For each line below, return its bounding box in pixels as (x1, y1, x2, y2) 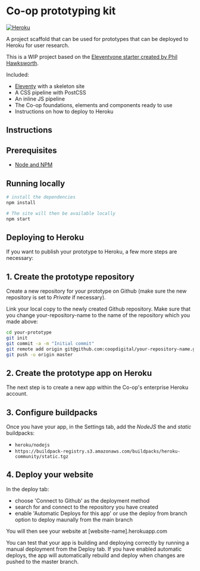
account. (6, 390, 28, 397)
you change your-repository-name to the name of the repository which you (6, 312, 190, 319)
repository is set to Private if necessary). (6, 294, 106, 301)
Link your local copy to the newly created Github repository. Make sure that (6, 305, 191, 313)
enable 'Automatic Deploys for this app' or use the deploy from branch (14, 510, 187, 517)
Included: (6, 71, 30, 78)
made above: (6, 318, 39, 325)
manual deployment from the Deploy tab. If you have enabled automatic (6, 545, 182, 553)
